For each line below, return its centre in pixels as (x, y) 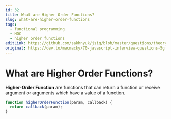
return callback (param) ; (36, 107)
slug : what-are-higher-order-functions (48, 19)
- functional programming (37, 29)
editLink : (16, 43)
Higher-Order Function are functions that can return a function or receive (83, 87)
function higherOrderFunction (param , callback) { (59, 102)
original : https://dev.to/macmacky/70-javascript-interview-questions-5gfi (87, 48)
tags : (11, 24)
